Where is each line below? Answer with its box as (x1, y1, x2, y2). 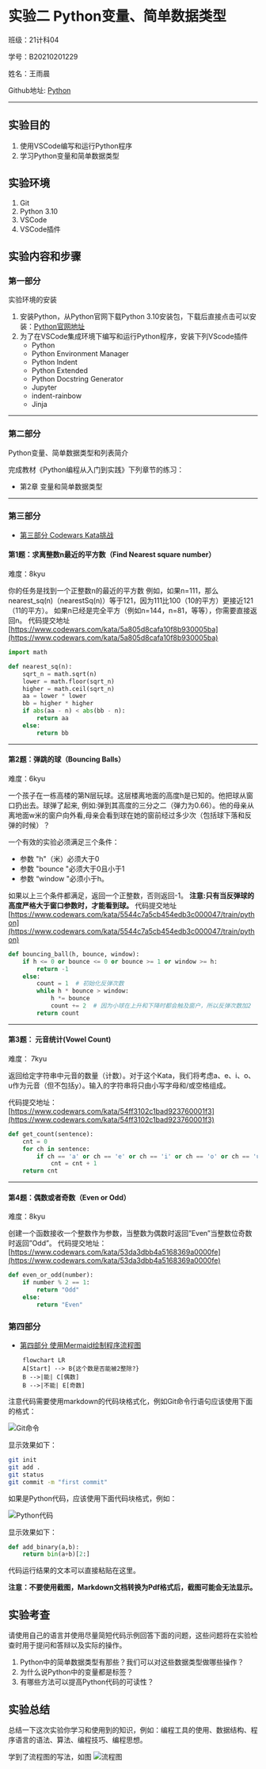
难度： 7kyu (8, 1053, 47, 1063)
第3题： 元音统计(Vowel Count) (8, 1034, 112, 1044)
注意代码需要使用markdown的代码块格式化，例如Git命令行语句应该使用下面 (8, 1397, 253, 1406)
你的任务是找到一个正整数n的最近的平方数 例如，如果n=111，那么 (8, 586, 219, 596)
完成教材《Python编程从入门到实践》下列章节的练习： (8, 465, 184, 474)
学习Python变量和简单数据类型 (19, 151, 120, 160)
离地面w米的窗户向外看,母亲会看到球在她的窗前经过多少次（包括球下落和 (8, 810, 245, 819)
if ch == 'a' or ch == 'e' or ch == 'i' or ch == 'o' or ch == (36, 1152, 250, 1161)
